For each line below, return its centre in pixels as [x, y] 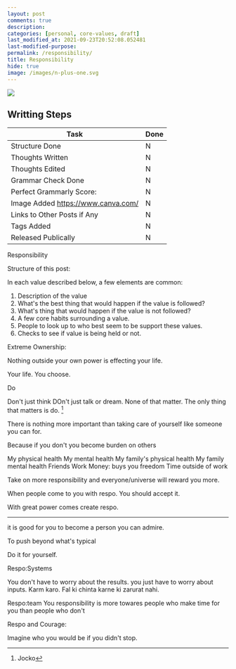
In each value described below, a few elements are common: [95, 282]
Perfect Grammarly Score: [54, 192]
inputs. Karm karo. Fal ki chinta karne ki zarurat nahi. [83, 589]
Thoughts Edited [38, 169]
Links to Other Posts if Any [54, 215]
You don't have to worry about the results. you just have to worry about [110, 582]
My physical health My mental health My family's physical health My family [116, 458]
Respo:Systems [30, 568]
